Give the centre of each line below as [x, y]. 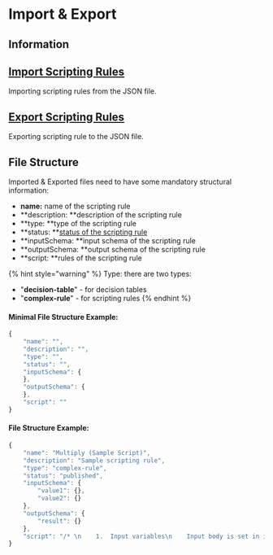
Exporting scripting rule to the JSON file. [76, 137]
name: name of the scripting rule [75, 206]
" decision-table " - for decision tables [84, 290]
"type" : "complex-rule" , [65, 468]
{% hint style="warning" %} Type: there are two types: [100, 274]
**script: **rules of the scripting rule [81, 258]
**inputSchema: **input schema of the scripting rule [108, 241]
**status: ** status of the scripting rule [84, 232]
